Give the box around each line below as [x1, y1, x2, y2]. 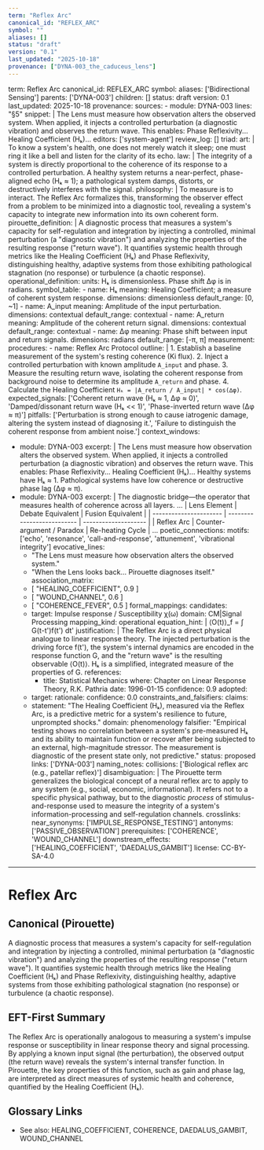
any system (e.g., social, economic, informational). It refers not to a [31, 784, 249, 794]
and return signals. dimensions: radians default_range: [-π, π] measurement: [8, 335, 255, 344]
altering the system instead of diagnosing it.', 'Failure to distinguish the [8, 418, 236, 428]
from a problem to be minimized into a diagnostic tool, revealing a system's [8, 201, 251, 211]
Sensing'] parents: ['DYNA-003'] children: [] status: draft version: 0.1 [8, 92, 230, 102]
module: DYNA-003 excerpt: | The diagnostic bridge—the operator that [19, 492, 250, 502]
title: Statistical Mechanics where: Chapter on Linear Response [42, 675, 247, 685]
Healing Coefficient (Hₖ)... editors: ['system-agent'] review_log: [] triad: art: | [8, 134, 255, 144]
